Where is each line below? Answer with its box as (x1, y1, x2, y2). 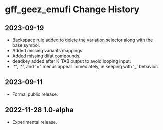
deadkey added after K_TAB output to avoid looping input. (12, 58, 131, 64)
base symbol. (12, 42, 40, 48)
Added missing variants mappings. (12, 48, 84, 53)
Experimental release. (12, 119, 57, 125)
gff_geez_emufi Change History (5, 4, 140, 15)
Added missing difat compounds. (12, 53, 81, 59)
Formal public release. (12, 91, 58, 97)
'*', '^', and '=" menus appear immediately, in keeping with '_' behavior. (12, 64, 158, 69)
